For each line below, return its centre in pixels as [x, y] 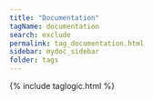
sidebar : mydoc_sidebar [55, 52]
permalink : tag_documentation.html [77, 43]
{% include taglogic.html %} [62, 86]
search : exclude [40, 35]
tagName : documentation [55, 26]
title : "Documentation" [55, 18]
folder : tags [34, 60]
